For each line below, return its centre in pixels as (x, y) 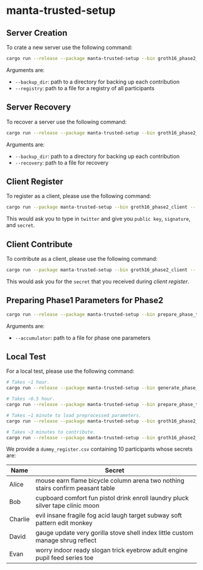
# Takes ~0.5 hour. (31, 399)
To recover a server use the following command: (66, 122)
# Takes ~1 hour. (28, 382)
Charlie (20, 519)
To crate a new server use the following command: (69, 47)
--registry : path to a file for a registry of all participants (85, 88)
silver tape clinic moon (67, 506)
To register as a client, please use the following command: (79, 196)
